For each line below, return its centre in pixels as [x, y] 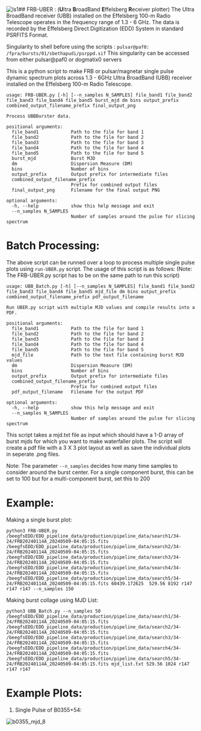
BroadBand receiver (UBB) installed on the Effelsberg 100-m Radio [88, 16]
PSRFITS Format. [27, 35]
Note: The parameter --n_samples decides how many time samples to [92, 465]
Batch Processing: [53, 246]
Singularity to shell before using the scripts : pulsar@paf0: [78, 46]
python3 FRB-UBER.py [32, 531]
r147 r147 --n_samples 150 [40, 589]
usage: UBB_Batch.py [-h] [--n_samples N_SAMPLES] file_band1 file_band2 [101, 286]
